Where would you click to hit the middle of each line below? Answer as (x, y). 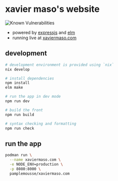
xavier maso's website (53, 9)
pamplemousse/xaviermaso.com (40, 174)
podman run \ (19, 155)
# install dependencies (30, 78)
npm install (17, 83)
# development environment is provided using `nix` (59, 65)
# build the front (24, 110)
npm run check (20, 128)
